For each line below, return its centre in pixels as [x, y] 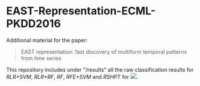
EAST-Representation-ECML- [81, 11]
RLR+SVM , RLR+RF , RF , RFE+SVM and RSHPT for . [72, 76]
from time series [41, 58]
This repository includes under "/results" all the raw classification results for [100, 69]
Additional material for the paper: [47, 40]
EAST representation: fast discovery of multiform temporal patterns [104, 51]
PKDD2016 [34, 24]
